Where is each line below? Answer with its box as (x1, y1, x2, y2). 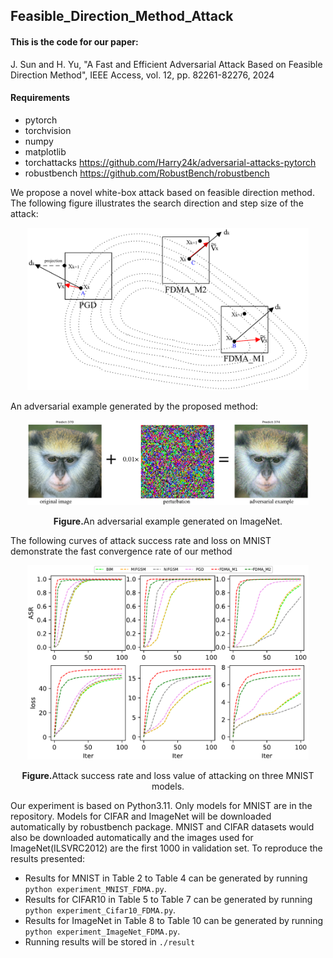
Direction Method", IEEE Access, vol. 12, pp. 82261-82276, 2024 (10, 69, 275, 81)
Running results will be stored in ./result (24, 936, 196, 948)
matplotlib (24, 145, 67, 158)
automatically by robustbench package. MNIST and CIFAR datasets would (10, 821, 315, 833)
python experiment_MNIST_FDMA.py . (24, 883, 167, 894)
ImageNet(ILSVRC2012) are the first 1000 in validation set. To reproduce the (10, 842, 323, 854)
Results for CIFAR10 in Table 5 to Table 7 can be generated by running (24, 894, 313, 905)
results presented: (10, 853, 86, 864)
